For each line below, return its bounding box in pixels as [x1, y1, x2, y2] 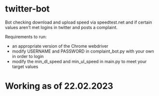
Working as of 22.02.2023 [5, 81, 114, 92]
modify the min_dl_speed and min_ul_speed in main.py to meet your [12, 58, 147, 64]
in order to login [12, 53, 44, 59]
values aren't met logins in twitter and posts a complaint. [5, 24, 118, 30]
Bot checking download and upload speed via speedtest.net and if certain [5, 19, 152, 25]
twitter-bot [5, 3, 50, 14]
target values [12, 64, 39, 69]
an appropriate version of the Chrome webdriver [12, 43, 109, 49]
